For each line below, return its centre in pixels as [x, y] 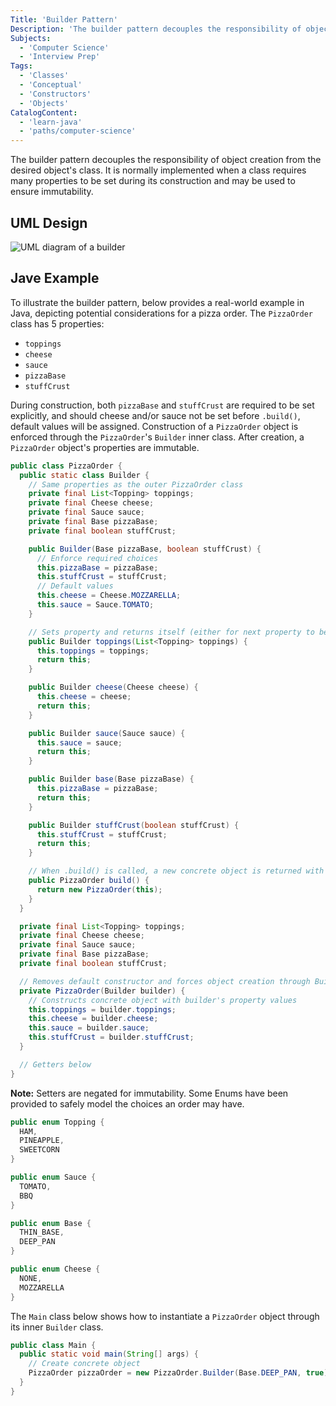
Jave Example [55, 278]
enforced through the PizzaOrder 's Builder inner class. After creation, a [157, 437]
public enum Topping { [57, 1122]
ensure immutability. [52, 192]
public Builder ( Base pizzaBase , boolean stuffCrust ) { [145, 549]
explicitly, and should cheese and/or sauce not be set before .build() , [155, 415]
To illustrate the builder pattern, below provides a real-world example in [157, 302]
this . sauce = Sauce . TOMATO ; [95, 605]
